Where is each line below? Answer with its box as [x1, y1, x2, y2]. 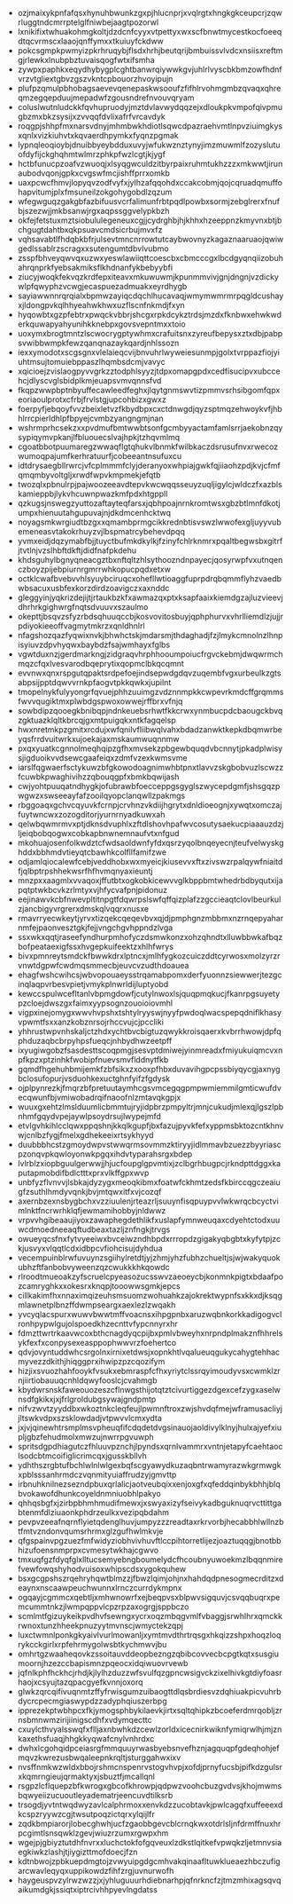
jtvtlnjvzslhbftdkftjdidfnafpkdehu [17, 545, 137, 556]
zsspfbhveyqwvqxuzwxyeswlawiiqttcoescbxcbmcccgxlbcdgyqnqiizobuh [17, 253, 283, 263]
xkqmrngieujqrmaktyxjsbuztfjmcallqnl [17, 1771, 155, 1782]
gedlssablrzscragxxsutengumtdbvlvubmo [17, 243, 170, 254]
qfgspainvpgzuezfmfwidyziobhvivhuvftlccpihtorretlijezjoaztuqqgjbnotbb [17, 1536, 281, 1545]
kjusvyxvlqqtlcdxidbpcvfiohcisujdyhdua [17, 1243, 163, 1253]
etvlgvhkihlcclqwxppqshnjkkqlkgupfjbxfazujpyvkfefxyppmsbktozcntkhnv [17, 1120, 284, 1131]
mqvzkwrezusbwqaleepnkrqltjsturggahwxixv [17, 1752, 181, 1763]
